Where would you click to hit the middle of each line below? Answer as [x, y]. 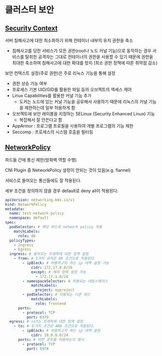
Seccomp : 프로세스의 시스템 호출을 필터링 [53, 132]
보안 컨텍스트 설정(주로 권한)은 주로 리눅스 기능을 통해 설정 [60, 73]
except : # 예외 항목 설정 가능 [58, 272]
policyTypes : [23, 241]
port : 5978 [38, 349]
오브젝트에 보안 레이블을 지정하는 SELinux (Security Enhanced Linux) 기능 [83, 114]
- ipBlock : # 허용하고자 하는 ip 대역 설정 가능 [66, 263]
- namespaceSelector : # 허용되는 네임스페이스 [65, 281]
